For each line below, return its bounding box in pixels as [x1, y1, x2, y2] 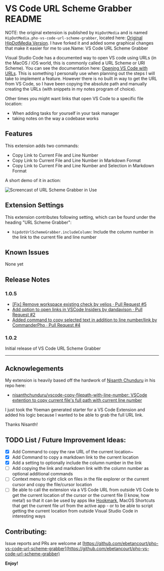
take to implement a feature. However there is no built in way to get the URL [5, 76, 157, 81]
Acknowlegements [5, 364, 64, 373]
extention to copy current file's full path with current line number [12, 397, 143, 403]
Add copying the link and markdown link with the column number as [12, 466, 149, 471]
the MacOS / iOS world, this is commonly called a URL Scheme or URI [5, 60, 145, 66]
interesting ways [12, 513, 45, 519]
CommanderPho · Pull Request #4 [12, 322, 81, 328]
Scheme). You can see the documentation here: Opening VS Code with [5, 65, 148, 71]
